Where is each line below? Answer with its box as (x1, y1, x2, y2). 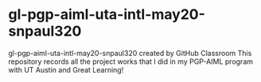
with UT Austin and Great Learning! (8, 65, 124, 74)
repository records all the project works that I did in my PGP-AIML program (8, 57, 253, 66)
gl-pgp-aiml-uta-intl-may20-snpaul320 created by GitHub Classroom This (8, 48, 252, 58)
